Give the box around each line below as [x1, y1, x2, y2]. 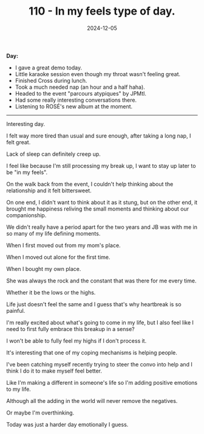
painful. [6, 307, 25, 314]
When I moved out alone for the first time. [6, 253, 110, 261]
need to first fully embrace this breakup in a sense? [6, 325, 135, 332]
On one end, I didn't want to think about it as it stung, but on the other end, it [6, 198, 198, 206]
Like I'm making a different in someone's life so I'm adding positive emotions [6, 379, 198, 386]
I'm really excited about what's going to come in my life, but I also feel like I [6, 318, 194, 326]
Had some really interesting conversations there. [15, 96, 137, 103]
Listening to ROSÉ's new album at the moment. [15, 102, 133, 110]
